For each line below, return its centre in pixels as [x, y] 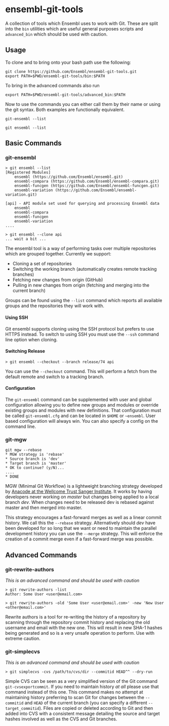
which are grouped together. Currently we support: [58, 254]
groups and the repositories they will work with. [55, 306]
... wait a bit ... [26, 239]
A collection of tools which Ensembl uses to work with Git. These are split [82, 23]
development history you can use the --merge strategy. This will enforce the [84, 534]
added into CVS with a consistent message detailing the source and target [83, 714]
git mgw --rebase [24, 450]
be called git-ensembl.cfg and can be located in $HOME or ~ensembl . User [80, 416]
